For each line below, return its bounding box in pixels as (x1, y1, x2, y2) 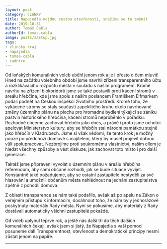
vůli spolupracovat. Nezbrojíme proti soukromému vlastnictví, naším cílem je (5, 141, 162, 147)
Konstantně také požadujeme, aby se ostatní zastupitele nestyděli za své (5, 172, 154, 178)
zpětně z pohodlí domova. (5, 183, 59, 189)
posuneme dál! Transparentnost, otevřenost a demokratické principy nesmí (5, 228, 159, 235)
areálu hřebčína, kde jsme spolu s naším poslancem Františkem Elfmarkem (5, 93, 158, 99)
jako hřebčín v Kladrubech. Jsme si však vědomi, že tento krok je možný (5, 130, 153, 136)
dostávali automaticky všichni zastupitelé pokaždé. (5, 208, 109, 214)
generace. (5, 152, 26, 158)
